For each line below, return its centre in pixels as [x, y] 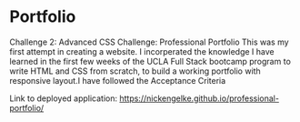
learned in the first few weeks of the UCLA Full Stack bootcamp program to [150, 61]
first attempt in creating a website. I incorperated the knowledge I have [142, 51]
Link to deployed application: [64, 98]
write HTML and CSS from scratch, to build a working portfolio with [135, 71]
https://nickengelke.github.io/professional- [200, 98]
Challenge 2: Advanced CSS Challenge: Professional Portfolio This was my [149, 42]
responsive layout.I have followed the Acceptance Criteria [118, 80]
